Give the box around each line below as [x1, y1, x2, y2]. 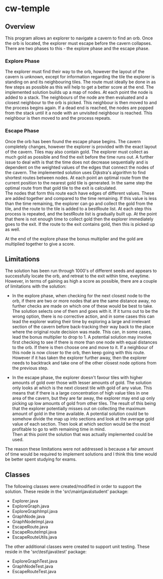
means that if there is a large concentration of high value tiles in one [12, 390, 149, 396]
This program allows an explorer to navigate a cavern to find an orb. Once [5, 35, 153, 41]
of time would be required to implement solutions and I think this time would [5, 451, 157, 457]
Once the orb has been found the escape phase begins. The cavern [5, 138, 141, 144]
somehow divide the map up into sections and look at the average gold [12, 416, 155, 422]
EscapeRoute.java [12, 524, 49, 530]
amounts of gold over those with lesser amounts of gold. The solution [12, 380, 152, 386]
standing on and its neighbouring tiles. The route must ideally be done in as [5, 79, 156, 85]
